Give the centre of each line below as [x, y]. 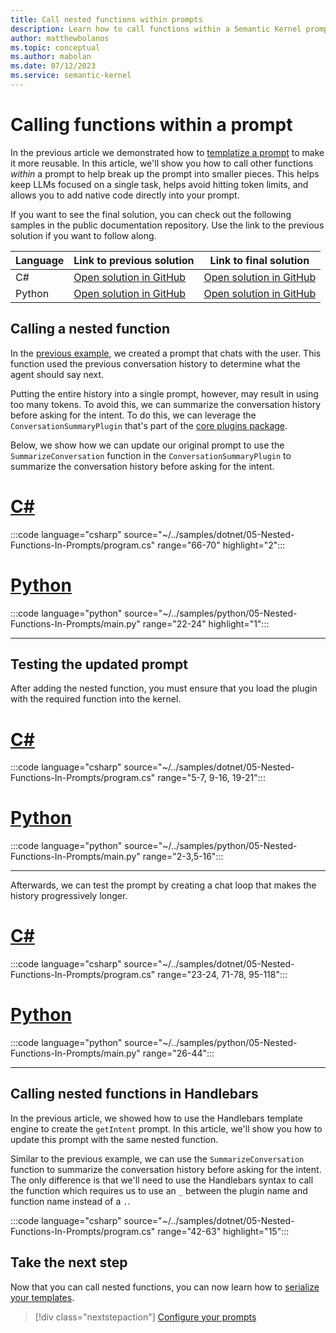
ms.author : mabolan [51, 57]
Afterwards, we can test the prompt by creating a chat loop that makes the [163, 885]
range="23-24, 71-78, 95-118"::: [222, 975]
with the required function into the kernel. [96, 699]
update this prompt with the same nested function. [114, 1139]
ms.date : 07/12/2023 [53, 66]
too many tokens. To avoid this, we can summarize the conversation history [166, 404]
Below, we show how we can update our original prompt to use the [147, 445]
